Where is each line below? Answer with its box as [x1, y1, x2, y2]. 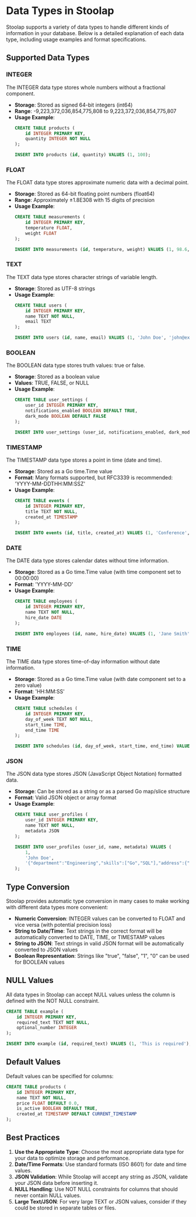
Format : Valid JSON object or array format [14, 794, 117, 801]
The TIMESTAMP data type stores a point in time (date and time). [6, 456, 162, 463]
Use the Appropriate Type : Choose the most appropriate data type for [14, 1148, 184, 1155]
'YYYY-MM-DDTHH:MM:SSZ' [14, 480, 86, 487]
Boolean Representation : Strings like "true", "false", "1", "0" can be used [14, 953, 190, 960]
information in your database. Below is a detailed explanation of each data [6, 29, 184, 36]
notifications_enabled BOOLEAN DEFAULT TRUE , [25, 408, 138, 414]
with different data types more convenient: [6, 904, 108, 911]
